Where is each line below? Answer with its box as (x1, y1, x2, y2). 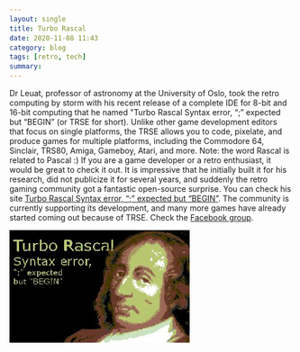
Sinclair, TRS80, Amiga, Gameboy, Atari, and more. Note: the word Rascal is (9, 145, 290, 156)
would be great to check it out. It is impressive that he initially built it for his (9, 165, 287, 175)
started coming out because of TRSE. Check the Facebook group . (9, 212, 254, 222)
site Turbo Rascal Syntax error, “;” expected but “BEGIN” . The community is (9, 194, 290, 203)
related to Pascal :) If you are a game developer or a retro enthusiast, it (9, 155, 272, 166)
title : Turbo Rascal (9, 23, 87, 33)
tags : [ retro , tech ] (9, 52, 87, 62)
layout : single (9, 14, 67, 23)
